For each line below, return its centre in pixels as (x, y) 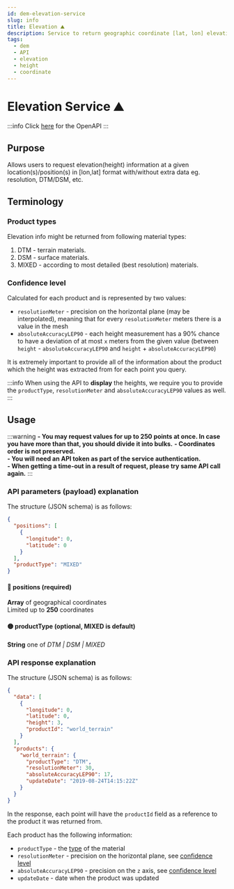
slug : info (23, 20)
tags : (15, 40)
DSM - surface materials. (53, 257)
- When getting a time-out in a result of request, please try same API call (114, 466)
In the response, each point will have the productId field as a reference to (112, 814)
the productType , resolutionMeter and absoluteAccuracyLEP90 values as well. (117, 390)
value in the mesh (42, 326)
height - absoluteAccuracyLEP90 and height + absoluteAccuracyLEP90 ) (117, 348)
